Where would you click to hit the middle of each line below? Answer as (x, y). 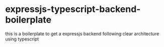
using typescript (22, 39)
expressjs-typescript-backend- (73, 9)
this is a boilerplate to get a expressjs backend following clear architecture (82, 33)
